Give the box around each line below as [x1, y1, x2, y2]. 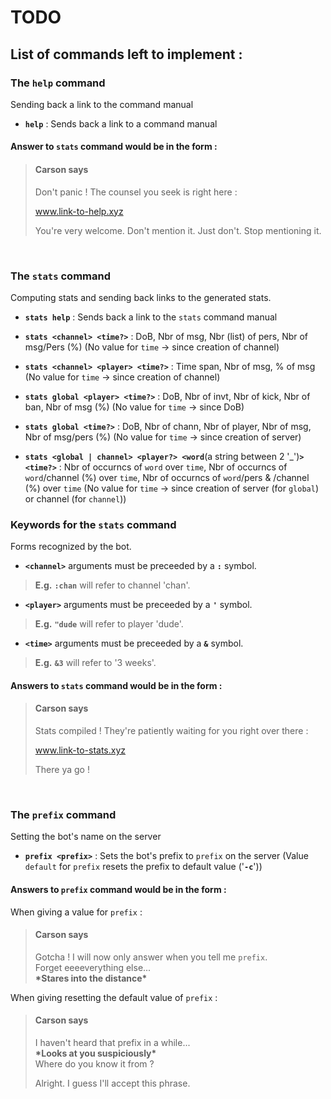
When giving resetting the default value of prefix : [10, 991, 218, 1003]
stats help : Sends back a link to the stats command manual [24, 311, 278, 323]
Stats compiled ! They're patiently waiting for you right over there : [34, 725, 309, 737]
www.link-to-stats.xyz [34, 744, 126, 756]
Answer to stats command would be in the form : [10, 141, 218, 153]
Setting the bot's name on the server [10, 831, 162, 843]
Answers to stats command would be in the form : [10, 679, 223, 691]
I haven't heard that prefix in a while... [34, 1036, 191, 1048]
